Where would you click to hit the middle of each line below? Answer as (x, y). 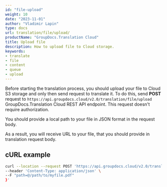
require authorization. (27, 109)
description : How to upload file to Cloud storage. (60, 47)
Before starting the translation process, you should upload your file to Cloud (83, 88)
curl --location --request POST (39, 166)
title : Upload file (25, 42)
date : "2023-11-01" (25, 19)
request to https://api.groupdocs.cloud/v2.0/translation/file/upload (79, 99)
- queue (13, 70)
